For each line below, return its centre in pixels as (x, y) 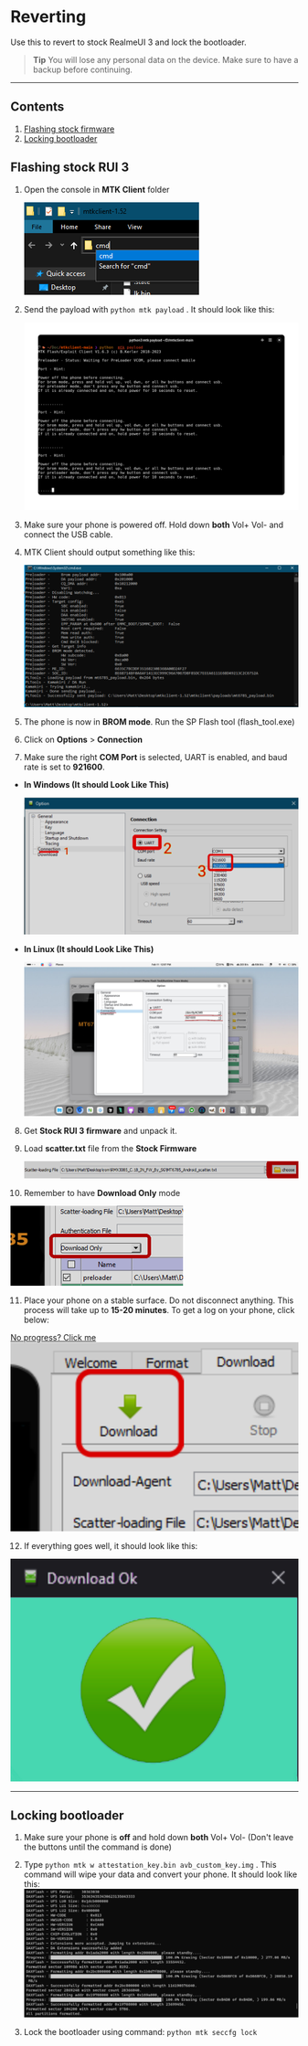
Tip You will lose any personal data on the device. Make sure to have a (165, 59)
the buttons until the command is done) (98, 1847)
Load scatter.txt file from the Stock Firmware (110, 1149)
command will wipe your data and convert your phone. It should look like (160, 1874)
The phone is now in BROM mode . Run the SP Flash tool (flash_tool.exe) (159, 721)
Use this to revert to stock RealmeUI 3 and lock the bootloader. (128, 42)
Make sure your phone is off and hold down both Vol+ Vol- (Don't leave (159, 1838)
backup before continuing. (83, 69)
